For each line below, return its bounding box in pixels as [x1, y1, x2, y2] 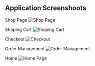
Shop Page [5, 17, 27, 23]
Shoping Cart [5, 27, 32, 33]
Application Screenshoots [5, 4, 87, 12]
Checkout [5, 36, 25, 42]
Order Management [5, 45, 45, 51]
